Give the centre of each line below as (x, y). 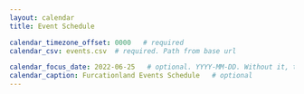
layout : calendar (42, 18)
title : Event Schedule (52, 26)
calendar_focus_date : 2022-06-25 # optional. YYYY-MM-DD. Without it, (149, 67)
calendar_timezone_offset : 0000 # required (96, 42)
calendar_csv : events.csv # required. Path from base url (123, 51)
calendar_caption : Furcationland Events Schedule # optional (131, 76)
